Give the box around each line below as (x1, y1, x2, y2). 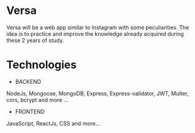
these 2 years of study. (6, 36, 65, 44)
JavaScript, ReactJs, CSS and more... (6, 120, 101, 127)
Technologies (6, 58, 77, 72)
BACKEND (15, 78, 41, 85)
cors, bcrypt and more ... (6, 96, 69, 103)
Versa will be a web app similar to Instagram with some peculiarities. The (6, 24, 190, 31)
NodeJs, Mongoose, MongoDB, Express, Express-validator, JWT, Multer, (6, 89, 189, 97)
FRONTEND (15, 107, 45, 115)
